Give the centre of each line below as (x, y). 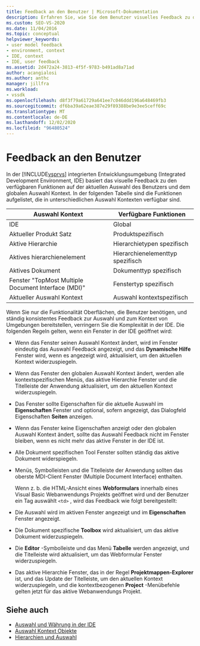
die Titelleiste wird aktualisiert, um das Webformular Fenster (88, 554)
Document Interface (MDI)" (47, 288)
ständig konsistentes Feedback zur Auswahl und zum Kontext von (87, 318)
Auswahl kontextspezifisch (151, 297)
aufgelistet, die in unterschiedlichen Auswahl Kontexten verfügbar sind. (94, 199)
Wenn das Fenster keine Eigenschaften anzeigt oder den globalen (96, 428)
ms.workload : (22, 89)
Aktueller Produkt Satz (40, 234)
